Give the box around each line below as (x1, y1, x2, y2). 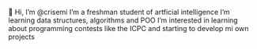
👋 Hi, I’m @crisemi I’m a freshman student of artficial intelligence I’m (8, 8, 231, 16)
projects (8, 32, 36, 41)
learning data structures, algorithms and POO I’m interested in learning (8, 16, 239, 25)
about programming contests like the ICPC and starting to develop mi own (8, 24, 249, 33)
